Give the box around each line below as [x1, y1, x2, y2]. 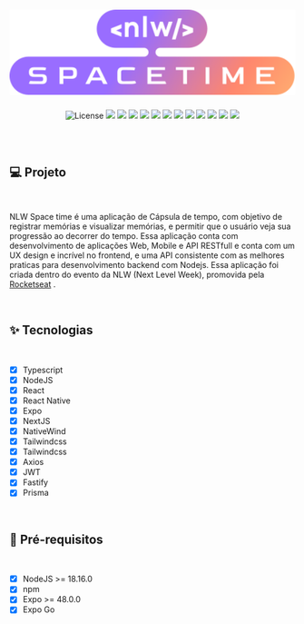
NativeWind [22, 425, 66, 436]
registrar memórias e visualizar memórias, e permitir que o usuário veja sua [9, 221, 291, 232]
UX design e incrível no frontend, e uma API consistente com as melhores [9, 250, 285, 261]
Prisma [22, 487, 50, 499]
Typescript [22, 364, 64, 375]
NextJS [22, 415, 51, 426]
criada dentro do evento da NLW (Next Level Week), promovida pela [9, 269, 265, 280]
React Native [22, 395, 71, 406]
